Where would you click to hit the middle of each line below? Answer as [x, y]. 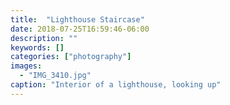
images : [26, 66]
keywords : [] [37, 47]
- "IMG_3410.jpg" [55, 76]
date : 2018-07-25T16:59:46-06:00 [80, 29]
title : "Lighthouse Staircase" [77, 19]
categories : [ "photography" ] [71, 57]
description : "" [44, 38]
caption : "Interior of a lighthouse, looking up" [116, 85]
